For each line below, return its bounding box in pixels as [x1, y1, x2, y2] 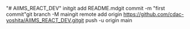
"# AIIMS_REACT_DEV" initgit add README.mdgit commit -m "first [6, 5, 165, 11]
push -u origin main [85, 17, 132, 23]
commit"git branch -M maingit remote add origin [6, 11, 122, 18]
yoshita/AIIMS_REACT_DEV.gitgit [6, 17, 85, 23]
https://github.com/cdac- [123, 11, 184, 18]
